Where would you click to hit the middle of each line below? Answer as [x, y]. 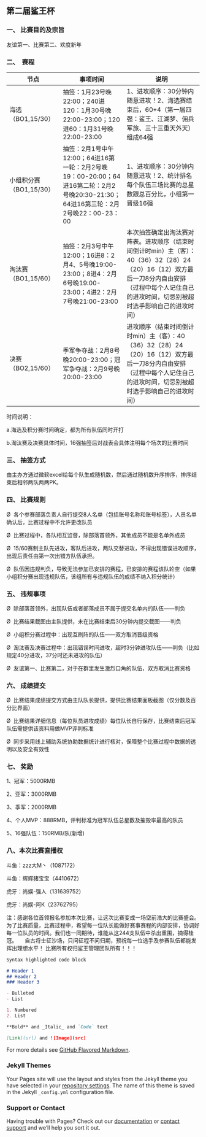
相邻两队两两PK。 [40, 482]
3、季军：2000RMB [32, 807]
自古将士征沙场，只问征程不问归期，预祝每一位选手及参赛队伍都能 [108, 940]
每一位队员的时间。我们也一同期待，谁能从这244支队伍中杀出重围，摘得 [97, 933]
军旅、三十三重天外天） [160, 128]
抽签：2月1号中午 [88, 148]
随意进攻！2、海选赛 [156, 100]
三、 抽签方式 [26, 460]
